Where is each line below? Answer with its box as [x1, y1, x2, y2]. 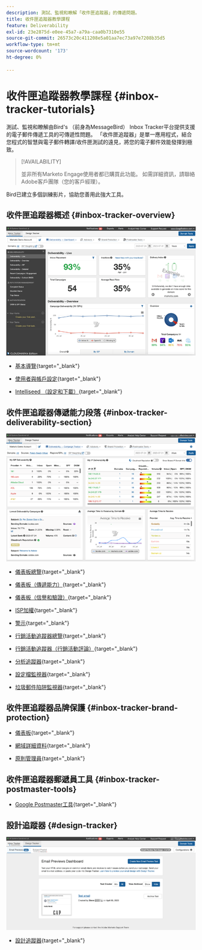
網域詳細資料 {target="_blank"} [14, 742, 91, 749]
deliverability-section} [6, 417, 93, 428]
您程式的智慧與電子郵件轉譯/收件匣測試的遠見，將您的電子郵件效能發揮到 [6, 138, 188, 145]
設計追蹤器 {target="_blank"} [14, 937, 85, 944]
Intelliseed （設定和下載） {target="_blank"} [14, 388, 123, 395]
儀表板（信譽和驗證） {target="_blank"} [14, 594, 112, 601]
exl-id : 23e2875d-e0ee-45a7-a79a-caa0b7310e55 [6, 29, 125, 35]
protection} [6, 712, 50, 723]
